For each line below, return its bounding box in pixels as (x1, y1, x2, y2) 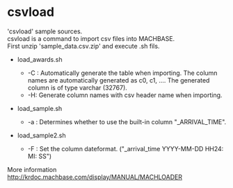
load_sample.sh (17, 104, 63, 112)
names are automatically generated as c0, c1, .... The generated (27, 76, 210, 84)
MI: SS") (27, 152, 52, 160)
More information (7, 165, 57, 173)
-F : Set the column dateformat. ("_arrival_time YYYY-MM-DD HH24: (27, 144, 224, 153)
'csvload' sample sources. (7, 27, 83, 35)
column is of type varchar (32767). (27, 83, 127, 92)
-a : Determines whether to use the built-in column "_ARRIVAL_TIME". (27, 117, 227, 126)
